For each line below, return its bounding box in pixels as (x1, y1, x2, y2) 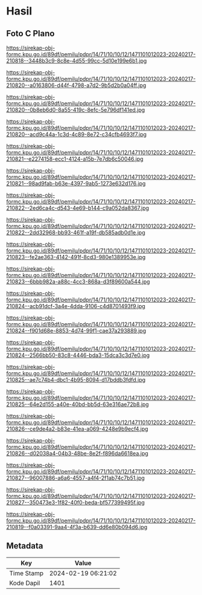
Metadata (6, 541, 43, 551)
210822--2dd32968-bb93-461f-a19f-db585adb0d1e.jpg (6, 229, 146, 236)
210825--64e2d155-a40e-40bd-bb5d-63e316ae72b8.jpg (6, 400, 149, 408)
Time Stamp (9, 569, 44, 577)
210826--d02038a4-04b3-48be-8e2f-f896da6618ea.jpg (6, 450, 149, 457)
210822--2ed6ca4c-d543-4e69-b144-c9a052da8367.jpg (6, 204, 150, 211)
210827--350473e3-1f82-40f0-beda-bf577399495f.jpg (6, 499, 145, 506)
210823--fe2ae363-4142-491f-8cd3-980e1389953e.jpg (6, 254, 146, 260)
